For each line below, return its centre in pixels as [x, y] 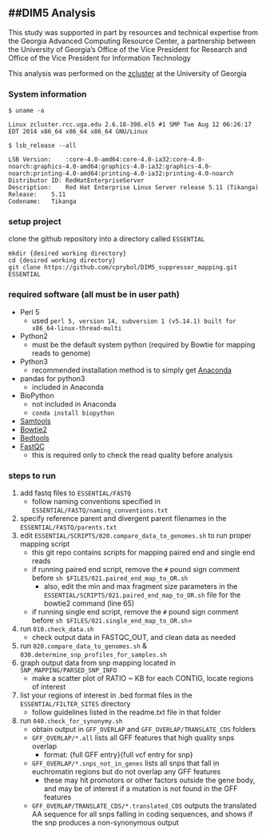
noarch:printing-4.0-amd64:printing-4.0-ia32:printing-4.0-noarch [121, 174]
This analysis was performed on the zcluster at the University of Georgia [128, 73]
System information [48, 93]
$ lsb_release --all [43, 146]
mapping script [45, 544]
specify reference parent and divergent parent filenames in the [123, 518]
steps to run [32, 475]
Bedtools [34, 438]
